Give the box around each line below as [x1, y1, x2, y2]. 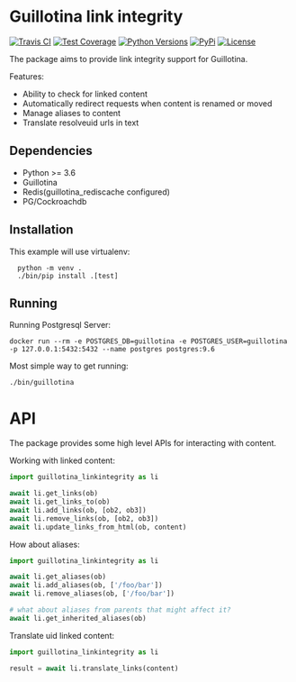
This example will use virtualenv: [9, 246, 130, 257]
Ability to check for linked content [22, 88, 148, 99]
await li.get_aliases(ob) [9, 572, 106, 582]
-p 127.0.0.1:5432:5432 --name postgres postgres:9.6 [9, 345, 216, 354]
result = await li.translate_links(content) [9, 664, 179, 673]
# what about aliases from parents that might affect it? [9, 605, 231, 614]
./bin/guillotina [9, 378, 75, 387]
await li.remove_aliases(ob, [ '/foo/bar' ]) [9, 589, 175, 598]
